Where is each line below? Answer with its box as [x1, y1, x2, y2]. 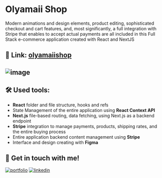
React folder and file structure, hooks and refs [12, 102, 109, 108]
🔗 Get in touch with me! [5, 154, 79, 162]
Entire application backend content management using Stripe [12, 134, 140, 140]
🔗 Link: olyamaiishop [5, 51, 72, 60]
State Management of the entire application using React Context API [12, 107, 155, 113]
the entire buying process [12, 129, 66, 135]
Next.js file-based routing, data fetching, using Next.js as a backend [12, 112, 155, 118]
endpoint [12, 117, 32, 124]
